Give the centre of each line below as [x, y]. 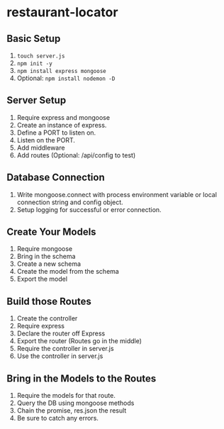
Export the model [42, 279]
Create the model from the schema [68, 272]
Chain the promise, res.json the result [72, 411]
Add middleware [41, 147]
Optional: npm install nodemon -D [66, 78]
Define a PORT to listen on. [56, 133]
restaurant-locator [62, 12]
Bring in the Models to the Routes [82, 378]
